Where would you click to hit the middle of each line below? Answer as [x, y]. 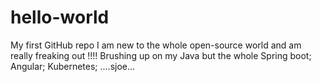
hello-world [60, 17]
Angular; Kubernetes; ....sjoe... [73, 66]
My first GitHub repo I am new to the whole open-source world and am [156, 45]
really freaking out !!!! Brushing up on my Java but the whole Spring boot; [161, 55]
